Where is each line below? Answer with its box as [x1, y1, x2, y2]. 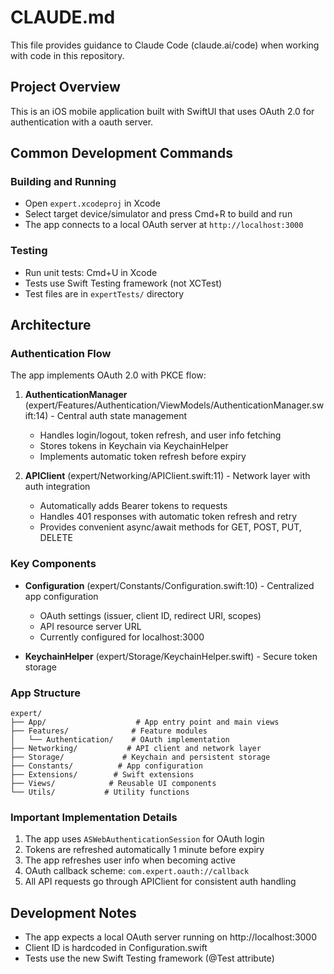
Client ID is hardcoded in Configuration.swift [24, 942, 208, 954]
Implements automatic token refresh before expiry [39, 451, 247, 463]
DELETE [39, 532, 73, 544]
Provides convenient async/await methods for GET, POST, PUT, [39, 521, 302, 533]
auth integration [24, 481, 91, 493]
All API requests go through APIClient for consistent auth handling [24, 876, 297, 888]
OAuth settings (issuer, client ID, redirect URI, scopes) [39, 609, 262, 621]
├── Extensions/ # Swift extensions [10, 770, 195, 780]
